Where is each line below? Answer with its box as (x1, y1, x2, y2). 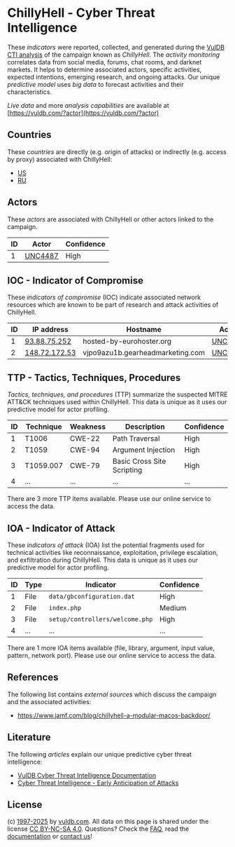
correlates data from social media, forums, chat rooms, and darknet (7, 57, 202, 66)
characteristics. (7, 88, 52, 96)
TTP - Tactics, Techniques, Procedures (7, 371, 181, 383)
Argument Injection (112, 445, 176, 455)
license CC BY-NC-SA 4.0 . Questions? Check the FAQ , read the (7, 825, 190, 833)
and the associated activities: (7, 697, 92, 705)
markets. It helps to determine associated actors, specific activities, (7, 65, 202, 74)
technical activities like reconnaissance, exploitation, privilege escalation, (7, 549, 218, 556)
